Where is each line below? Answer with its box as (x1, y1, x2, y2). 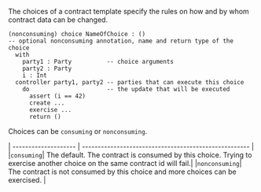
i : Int (22, 72, 47, 79)
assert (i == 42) (28, 92, 86, 100)
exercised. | (8, 175, 46, 184)
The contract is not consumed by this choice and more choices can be (8, 167, 237, 176)
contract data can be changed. (8, 15, 108, 24)
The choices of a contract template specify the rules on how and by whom (8, 7, 249, 16)
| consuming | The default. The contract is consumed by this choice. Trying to (8, 150, 252, 160)
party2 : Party (22, 65, 72, 72)
